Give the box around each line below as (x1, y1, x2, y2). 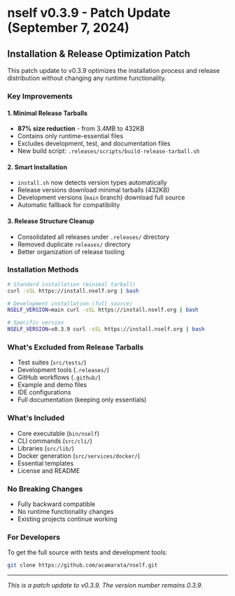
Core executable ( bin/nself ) (17, 429, 100, 437)
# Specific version (7, 319, 64, 326)
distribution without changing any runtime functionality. (7, 74, 166, 82)
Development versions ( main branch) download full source (17, 193, 185, 201)
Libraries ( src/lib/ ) (17, 444, 75, 452)
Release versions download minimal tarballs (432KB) (17, 186, 170, 194)
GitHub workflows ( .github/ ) (17, 373, 101, 382)
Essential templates (17, 458, 74, 468)
